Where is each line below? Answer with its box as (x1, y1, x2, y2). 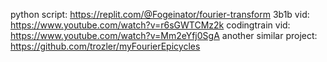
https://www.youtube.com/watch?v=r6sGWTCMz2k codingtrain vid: (10, 19, 291, 31)
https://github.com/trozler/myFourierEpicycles (10, 40, 201, 52)
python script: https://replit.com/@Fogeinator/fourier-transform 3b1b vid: (10, 9, 310, 20)
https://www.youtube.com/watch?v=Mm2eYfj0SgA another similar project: (10, 30, 318, 41)
